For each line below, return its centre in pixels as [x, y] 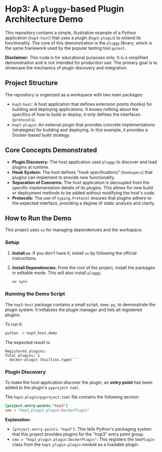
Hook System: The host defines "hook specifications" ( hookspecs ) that [82, 172]
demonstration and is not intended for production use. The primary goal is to [81, 62]
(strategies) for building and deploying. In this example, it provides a [80, 130]
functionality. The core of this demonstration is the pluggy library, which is [79, 43]
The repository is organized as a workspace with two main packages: [74, 94]
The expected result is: [28, 342]
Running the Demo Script [35, 294]
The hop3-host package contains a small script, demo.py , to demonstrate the [80, 304]
